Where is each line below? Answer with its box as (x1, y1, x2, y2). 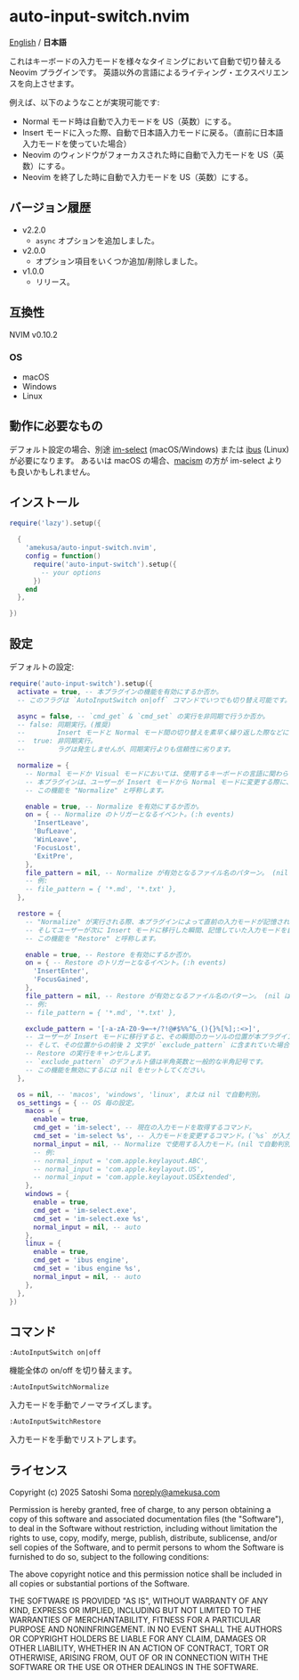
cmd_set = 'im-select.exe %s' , (32, 1214, 149, 1223)
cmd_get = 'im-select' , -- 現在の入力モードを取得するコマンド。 (32, 1123, 256, 1133)
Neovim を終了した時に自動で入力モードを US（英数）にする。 (21, 171, 254, 182)
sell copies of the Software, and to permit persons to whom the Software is (9, 1542, 285, 1553)
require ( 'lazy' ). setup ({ (9, 519, 101, 528)
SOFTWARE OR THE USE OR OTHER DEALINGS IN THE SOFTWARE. (9, 1662, 259, 1673)
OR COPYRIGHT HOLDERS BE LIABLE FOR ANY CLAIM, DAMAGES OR (9, 1634, 267, 1644)
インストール (9, 495, 80, 510)
